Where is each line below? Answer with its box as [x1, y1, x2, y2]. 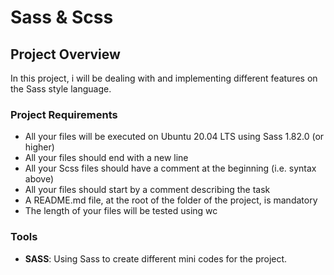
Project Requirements [10, 107, 118, 121]
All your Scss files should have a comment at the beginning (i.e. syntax [24, 162, 317, 175]
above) [24, 173, 55, 185]
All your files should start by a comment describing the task [24, 184, 271, 196]
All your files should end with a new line [24, 152, 189, 164]
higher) [24, 141, 55, 153]
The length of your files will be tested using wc [24, 205, 218, 217]
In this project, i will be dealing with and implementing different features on [10, 72, 318, 84]
